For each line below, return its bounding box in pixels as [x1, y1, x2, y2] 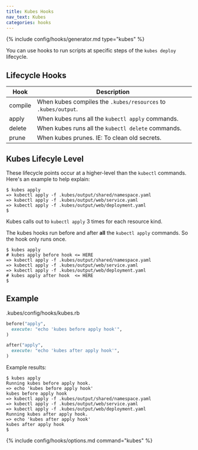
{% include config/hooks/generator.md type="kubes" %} [6, 36, 145, 43]
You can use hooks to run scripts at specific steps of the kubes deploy [6, 47, 176, 54]
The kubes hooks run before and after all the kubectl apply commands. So [6, 229, 189, 236]
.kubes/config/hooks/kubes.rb [6, 309, 80, 316]
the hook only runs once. [6, 236, 67, 242]
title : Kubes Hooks [6, 8, 54, 15]
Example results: [6, 364, 47, 371]
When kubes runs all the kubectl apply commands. [37, 115, 179, 123]
